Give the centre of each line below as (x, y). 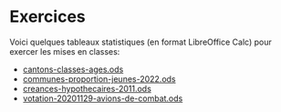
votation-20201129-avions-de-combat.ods (103, 98)
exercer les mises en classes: (65, 51)
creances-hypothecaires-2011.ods (87, 88)
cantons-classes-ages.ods (73, 69)
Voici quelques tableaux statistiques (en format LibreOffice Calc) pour (140, 42)
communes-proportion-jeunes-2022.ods (99, 78)
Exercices (47, 17)
